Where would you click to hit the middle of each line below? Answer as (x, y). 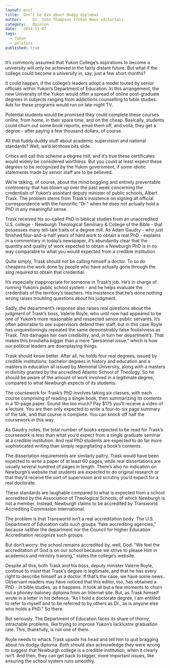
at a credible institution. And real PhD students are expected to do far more (84, 440)
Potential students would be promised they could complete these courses (82, 115)
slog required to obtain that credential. (45, 272)
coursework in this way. (30, 420)
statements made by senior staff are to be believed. (59, 172)
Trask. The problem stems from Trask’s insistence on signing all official (79, 198)
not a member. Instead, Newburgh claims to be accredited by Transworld (81, 503)
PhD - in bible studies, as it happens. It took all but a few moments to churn (84, 587)
